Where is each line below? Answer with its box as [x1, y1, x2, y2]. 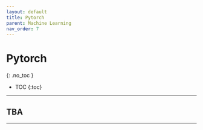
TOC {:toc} [14, 83, 42, 91]
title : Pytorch [6, 15, 45, 21]
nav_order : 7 [6, 25, 39, 32]
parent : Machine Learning [6, 20, 71, 26]
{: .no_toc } [6, 72, 34, 79]
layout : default [6, 8, 47, 15]
